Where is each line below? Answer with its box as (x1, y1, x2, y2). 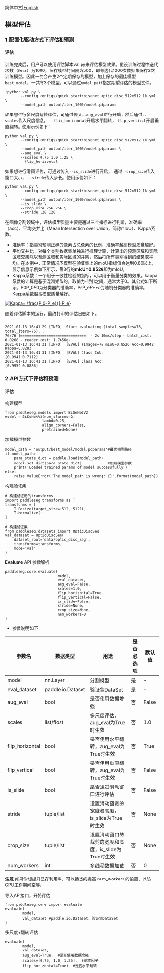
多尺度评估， (89, 712, 120, 718)
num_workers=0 (57, 612, 86, 617)
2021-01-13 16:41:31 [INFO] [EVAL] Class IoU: (5, 350, 104, 355)
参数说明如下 (12, 625, 38, 631)
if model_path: (5, 451, 36, 456)
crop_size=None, (57, 607, 91, 612)
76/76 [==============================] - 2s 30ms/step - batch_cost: (5, 333, 152, 338)
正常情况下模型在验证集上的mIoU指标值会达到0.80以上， (42, 260, 156, 266)
